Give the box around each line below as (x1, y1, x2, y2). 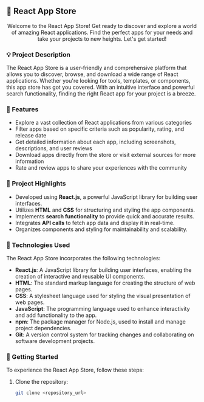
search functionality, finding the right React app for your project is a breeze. (6, 90, 196, 97)
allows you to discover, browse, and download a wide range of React (6, 71, 178, 78)
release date (15, 132, 47, 139)
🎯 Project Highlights (6, 179, 66, 188)
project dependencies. (15, 325, 72, 331)
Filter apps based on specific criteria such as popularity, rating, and (15, 125, 185, 133)
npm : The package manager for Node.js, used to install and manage (15, 318, 186, 325)
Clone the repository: (15, 378, 69, 386)
